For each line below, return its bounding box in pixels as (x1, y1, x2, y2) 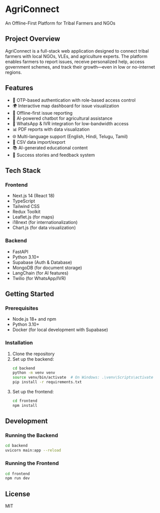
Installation (5, 339, 33, 346)
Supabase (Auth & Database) (12, 259, 72, 265)
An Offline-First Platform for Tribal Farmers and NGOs (5, 20, 116, 26)
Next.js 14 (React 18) (12, 193, 55, 199)
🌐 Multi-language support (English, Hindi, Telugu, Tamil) (12, 133, 128, 139)
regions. (5, 69, 22, 75)
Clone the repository (12, 351, 55, 357)
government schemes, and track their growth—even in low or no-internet (5, 64, 156, 70)
